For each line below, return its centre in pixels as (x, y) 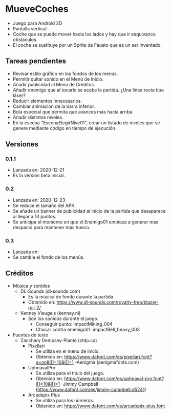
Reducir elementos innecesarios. (47, 101)
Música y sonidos (31, 286)
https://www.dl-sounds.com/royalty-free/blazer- (108, 302)
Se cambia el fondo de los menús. (48, 257)
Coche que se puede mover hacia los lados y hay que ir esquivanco (84, 34)
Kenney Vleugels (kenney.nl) (50, 313)
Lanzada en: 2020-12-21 (38, 170)
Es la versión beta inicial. (39, 176)
